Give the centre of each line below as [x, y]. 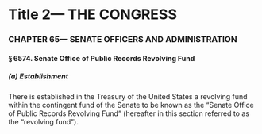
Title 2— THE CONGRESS [92, 15]
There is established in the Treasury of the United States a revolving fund [128, 96]
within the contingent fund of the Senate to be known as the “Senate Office [131, 105]
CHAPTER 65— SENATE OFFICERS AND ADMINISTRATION [123, 40]
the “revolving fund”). [44, 121]
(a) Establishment [39, 76]
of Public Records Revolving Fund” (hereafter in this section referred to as [129, 113]
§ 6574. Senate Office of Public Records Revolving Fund [102, 58]
